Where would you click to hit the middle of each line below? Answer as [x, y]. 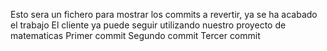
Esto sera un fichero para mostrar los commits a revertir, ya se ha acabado [164, 14]
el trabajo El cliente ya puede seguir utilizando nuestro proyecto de [148, 25]
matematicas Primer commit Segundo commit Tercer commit [135, 35]
